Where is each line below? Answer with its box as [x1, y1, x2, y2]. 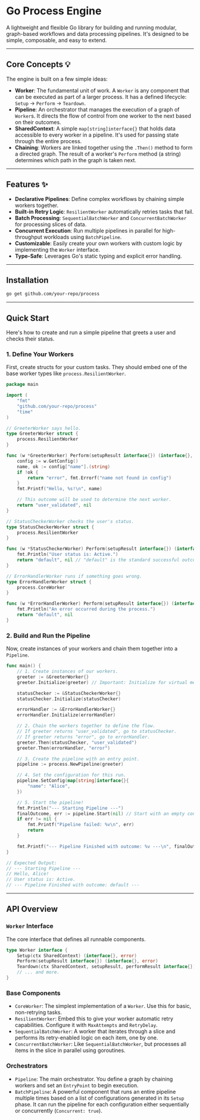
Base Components [6, 989, 61, 997]
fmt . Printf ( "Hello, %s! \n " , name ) [17, 486, 102, 492]
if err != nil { [17, 816, 58, 822]
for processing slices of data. [14, 221, 87, 228]
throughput [14, 233, 43, 240]
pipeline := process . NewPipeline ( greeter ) [17, 762, 124, 768]
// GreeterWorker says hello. [6, 425, 82, 431]
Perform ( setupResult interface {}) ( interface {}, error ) [17, 958, 159, 964]
